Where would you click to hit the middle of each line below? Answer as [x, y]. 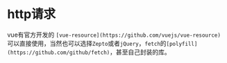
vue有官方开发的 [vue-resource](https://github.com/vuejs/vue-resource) [114, 35]
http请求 [32, 14]
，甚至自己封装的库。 [141, 52]
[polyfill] [182, 44]
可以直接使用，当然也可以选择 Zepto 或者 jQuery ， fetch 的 [87, 43]
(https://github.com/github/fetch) [59, 53]
